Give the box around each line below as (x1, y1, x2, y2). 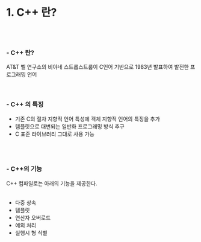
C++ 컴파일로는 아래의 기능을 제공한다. (6, 179, 97, 187)
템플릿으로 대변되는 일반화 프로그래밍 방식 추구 (14, 123, 125, 130)
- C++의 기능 (6, 165, 42, 173)
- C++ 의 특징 (6, 100, 44, 109)
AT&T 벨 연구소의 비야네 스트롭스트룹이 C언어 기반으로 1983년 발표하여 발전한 (6, 63, 190, 71)
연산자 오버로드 (14, 214, 51, 221)
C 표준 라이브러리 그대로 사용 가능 (14, 130, 95, 138)
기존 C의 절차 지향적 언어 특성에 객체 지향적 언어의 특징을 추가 (14, 115, 161, 123)
